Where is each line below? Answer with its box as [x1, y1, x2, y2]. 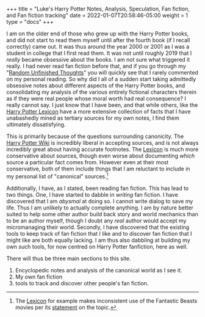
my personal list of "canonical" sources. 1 [6, 172, 109, 180]
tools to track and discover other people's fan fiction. [15, 279, 149, 286]
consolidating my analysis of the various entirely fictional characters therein [6, 89, 197, 95]
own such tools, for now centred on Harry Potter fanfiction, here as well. [6, 242, 188, 250]
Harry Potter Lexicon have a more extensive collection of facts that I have [6, 108, 191, 115]
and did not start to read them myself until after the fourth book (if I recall [6, 37, 190, 43]
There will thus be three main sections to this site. [6, 255, 131, 262]
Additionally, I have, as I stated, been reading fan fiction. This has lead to [6, 184, 189, 192]
